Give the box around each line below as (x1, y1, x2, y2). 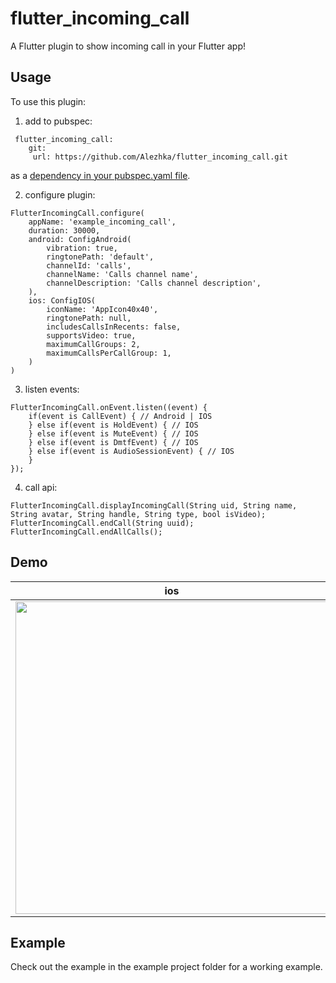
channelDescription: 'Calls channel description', (46, 278, 262, 288)
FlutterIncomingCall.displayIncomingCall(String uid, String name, (10, 500, 298, 511)
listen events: (24, 383, 80, 395)
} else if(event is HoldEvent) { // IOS (28, 420, 199, 430)
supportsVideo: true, (46, 330, 137, 341)
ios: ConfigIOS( (28, 295, 97, 306)
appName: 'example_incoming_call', (28, 217, 177, 227)
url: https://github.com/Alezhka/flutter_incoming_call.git (32, 152, 288, 162)
